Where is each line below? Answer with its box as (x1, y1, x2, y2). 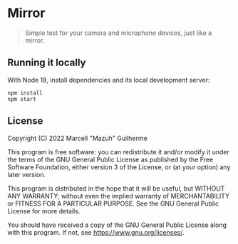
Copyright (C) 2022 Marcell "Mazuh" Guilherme (7, 134, 148, 142)
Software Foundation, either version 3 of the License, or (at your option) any (7, 162, 231, 171)
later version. (7, 170, 46, 179)
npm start (7, 95, 37, 102)
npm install (7, 89, 43, 97)
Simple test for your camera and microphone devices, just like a (24, 28, 212, 37)
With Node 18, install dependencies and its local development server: (7, 75, 210, 84)
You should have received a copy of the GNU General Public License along (7, 221, 227, 229)
